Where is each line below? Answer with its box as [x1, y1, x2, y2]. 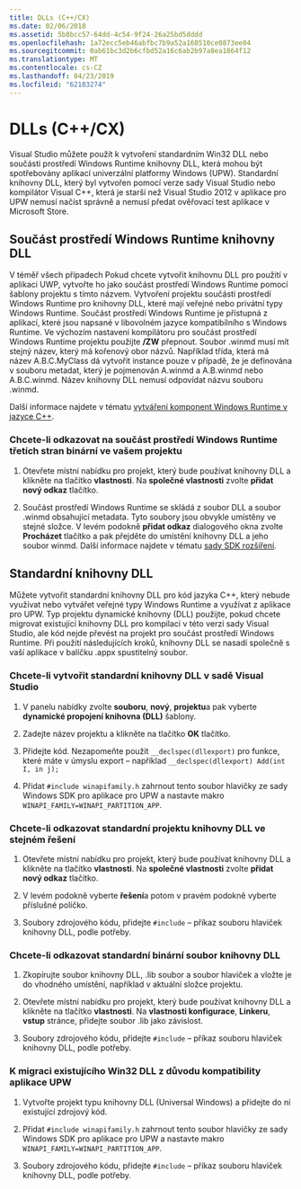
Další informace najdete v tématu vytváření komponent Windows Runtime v [9, 402, 288, 413]
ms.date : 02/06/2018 [9, 22, 87, 31]
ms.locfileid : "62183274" [9, 80, 106, 89]
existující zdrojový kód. [22, 1106, 108, 1117]
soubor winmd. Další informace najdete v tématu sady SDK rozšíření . [22, 540, 277, 551]
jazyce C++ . [9, 411, 55, 422]
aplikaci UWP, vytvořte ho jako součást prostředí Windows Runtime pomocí [9, 280, 288, 290]
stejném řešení [9, 833, 76, 846]
